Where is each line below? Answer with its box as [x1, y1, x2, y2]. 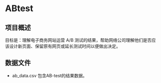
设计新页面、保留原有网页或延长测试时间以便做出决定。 [9, 43, 121, 49]
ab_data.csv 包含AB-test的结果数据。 [12, 72, 87, 78]
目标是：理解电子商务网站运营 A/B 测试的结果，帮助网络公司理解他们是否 [5, 37, 152, 43]
